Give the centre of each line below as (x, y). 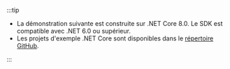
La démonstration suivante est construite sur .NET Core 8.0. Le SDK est (120, 23)
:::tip (13, 10)
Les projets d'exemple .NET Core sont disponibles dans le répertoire (115, 38)
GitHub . (28, 46)
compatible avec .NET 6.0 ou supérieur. (73, 31)
